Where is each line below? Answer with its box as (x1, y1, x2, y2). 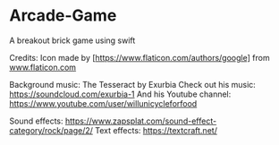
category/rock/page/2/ (9, 124, 94, 135)
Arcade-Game (9, 5, 117, 26)
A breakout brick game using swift (9, 35, 136, 46)
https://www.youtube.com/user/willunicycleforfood (9, 98, 198, 108)
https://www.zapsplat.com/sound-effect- (64, 115, 217, 126)
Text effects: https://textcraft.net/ (95, 124, 217, 135)
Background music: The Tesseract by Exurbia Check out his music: (9, 79, 257, 90)
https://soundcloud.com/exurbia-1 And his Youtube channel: (9, 89, 232, 99)
